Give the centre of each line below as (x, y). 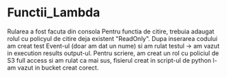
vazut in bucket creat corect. (58, 67)
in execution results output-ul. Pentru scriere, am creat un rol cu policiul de (113, 53)
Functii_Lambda (54, 13)
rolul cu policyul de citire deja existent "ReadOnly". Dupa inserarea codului (112, 38)
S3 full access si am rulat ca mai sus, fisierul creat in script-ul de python (109, 60)
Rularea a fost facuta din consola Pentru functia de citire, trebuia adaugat (111, 31)
